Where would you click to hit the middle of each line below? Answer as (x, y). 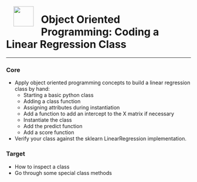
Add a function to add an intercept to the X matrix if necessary (99, 114)
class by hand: (32, 89)
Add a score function (49, 132)
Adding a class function (52, 101)
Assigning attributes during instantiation (72, 108)
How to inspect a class (42, 166)
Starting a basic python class (58, 95)
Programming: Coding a (100, 32)
